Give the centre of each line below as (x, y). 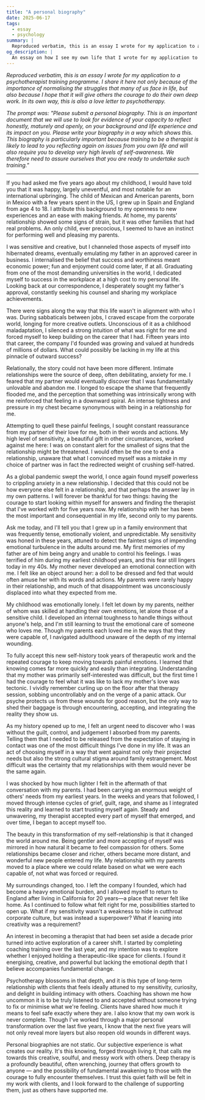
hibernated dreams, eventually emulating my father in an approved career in (102, 253)
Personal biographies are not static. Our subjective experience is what (95, 1044)
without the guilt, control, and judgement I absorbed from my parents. (94, 732)
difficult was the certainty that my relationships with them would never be (99, 765)
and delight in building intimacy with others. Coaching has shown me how (99, 993)
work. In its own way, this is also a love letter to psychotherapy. (86, 101)
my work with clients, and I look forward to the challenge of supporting (95, 1083)
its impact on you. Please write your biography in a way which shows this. (100, 132)
